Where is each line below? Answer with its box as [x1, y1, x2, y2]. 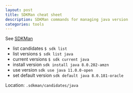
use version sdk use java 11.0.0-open [12, 67, 93, 73]
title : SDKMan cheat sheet [5, 12, 62, 17]
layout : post [5, 7, 33, 13]
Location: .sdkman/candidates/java [5, 82, 79, 88]
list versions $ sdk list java [12, 51, 74, 57]
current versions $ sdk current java [12, 56, 90, 63]
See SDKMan [5, 36, 33, 42]
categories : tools [5, 21, 44, 27]
